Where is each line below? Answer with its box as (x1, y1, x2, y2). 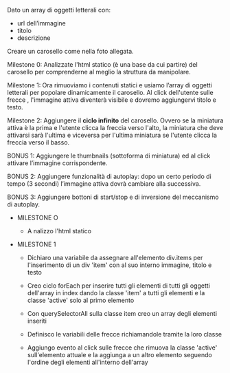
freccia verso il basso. (7, 138, 70, 147)
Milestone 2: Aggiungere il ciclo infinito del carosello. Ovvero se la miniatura (7, 116, 224, 125)
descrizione (16, 34, 51, 42)
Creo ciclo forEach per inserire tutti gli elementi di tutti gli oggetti (27, 281, 211, 290)
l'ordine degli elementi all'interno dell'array (27, 358, 149, 366)
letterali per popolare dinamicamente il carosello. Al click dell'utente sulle (7, 89, 214, 96)
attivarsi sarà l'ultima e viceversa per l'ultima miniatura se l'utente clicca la (7, 131, 218, 139)
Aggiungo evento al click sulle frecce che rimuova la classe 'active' (27, 343, 218, 352)
